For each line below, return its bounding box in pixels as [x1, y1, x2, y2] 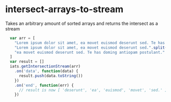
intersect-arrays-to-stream [5, 4, 124, 15]
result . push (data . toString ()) [18, 73, 83, 78]
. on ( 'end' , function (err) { [14, 83, 74, 88]
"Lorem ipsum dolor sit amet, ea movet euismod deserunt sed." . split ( [14, 45, 167, 50]
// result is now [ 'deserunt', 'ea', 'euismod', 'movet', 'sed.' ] [18, 87, 167, 92]
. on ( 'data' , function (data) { [14, 69, 79, 74]
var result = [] [10, 59, 44, 64]
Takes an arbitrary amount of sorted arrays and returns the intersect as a [5, 20, 158, 26]
